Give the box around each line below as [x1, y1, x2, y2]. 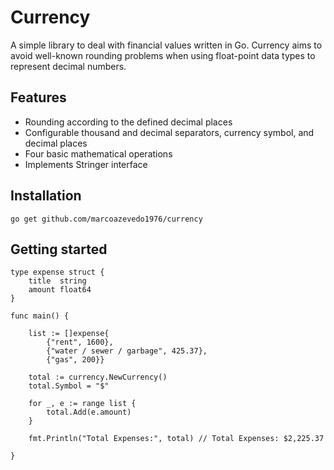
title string [28, 276, 87, 286]
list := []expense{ [28, 329, 110, 339]
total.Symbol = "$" [28, 381, 110, 391]
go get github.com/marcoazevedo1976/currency [10, 214, 203, 224]
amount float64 [28, 285, 92, 295]
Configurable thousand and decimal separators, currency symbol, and [24, 126, 315, 138]
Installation [10, 187, 82, 205]
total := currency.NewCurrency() [28, 372, 168, 383]
